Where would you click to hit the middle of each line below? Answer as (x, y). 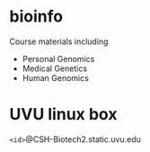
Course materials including (59, 41)
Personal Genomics (58, 58)
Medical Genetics (55, 68)
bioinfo (36, 17)
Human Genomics (56, 77)
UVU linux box (63, 115)
